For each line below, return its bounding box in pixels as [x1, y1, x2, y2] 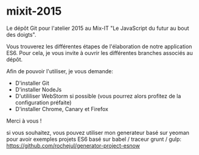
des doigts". [6, 31, 37, 38]
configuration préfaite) [15, 99, 72, 106]
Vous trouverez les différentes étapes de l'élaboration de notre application [6, 43, 192, 50]
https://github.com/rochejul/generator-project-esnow [6, 142, 140, 149]
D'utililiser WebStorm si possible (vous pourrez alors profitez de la [15, 92, 181, 99]
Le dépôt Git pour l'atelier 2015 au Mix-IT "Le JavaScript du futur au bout [6, 24, 190, 32]
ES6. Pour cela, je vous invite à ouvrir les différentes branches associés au [6, 49, 194, 56]
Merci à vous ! [6, 117, 42, 124]
